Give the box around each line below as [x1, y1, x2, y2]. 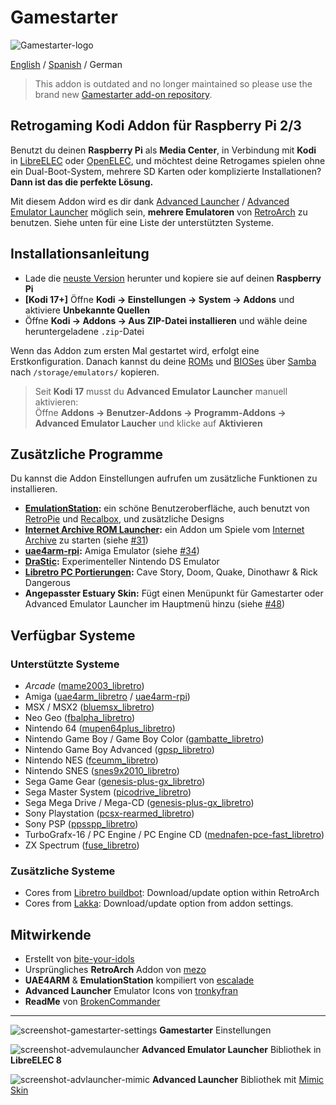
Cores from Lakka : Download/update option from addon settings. [24, 897, 294, 910]
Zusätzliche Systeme [10, 864, 116, 878]
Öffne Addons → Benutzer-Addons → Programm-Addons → [34, 406, 287, 418]
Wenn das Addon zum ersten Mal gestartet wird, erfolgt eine [10, 344, 260, 356]
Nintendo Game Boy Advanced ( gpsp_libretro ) [24, 744, 215, 756]
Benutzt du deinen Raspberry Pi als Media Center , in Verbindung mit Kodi [10, 144, 317, 156]
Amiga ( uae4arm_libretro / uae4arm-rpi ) [24, 691, 191, 703]
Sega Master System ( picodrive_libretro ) [24, 786, 192, 798]
